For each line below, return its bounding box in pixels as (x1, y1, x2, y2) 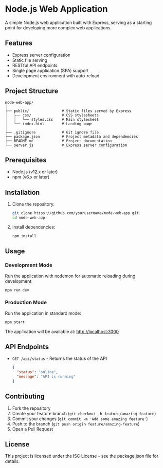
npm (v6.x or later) (12, 174, 50, 180)
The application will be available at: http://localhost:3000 (5, 329, 119, 334)
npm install (12, 233, 36, 238)
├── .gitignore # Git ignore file (5, 130, 99, 135)
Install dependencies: (12, 224, 55, 230)
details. (5, 458, 20, 464)
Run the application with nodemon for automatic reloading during (5, 273, 136, 279)
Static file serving (12, 57, 48, 63)
